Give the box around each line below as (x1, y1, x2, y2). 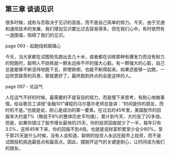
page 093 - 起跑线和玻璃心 (5, 43, 61, 49)
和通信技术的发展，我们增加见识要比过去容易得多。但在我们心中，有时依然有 (5, 25, 165, 32)
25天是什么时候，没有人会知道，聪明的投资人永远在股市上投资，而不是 (14, 132, 161, 138)
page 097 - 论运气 (5, 83, 43, 89)
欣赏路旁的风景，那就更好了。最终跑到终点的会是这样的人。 (9, 73, 134, 79)
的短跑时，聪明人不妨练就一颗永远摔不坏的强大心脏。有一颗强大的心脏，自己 (5, 60, 165, 66)
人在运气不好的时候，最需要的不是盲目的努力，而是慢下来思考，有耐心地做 (5, 94, 160, 100)
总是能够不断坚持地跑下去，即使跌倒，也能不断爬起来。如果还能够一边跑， (5, 66, 160, 72)
